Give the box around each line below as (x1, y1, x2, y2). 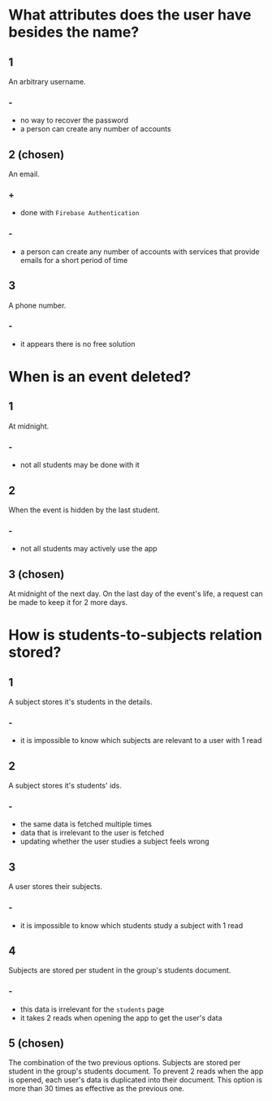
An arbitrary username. (8, 77, 87, 86)
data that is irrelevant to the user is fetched (19, 828, 165, 838)
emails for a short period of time (19, 255, 128, 265)
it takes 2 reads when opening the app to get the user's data (19, 1012, 222, 1022)
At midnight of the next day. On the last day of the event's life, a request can (8, 589, 264, 598)
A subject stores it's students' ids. (8, 781, 122, 791)
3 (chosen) (8, 567, 65, 581)
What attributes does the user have (8, 6, 252, 24)
